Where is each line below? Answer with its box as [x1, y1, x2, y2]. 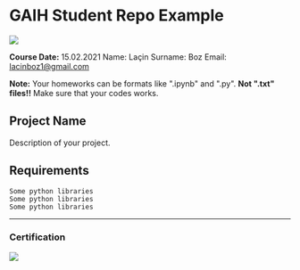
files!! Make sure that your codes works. [9, 87, 159, 98]
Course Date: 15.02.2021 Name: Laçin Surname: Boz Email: [9, 51, 228, 62]
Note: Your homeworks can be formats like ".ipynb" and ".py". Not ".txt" [9, 78, 275, 89]
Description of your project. [9, 137, 111, 148]
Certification [9, 231, 66, 243]
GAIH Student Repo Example [9, 5, 225, 26]
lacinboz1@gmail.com [9, 61, 89, 71]
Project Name [9, 113, 87, 129]
